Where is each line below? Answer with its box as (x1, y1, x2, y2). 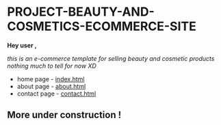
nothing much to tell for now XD (7, 61, 97, 70)
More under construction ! (7, 109, 122, 121)
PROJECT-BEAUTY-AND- (7, 4, 155, 20)
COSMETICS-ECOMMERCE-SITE (7, 18, 196, 34)
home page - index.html (16, 74, 85, 83)
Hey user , (7, 41, 37, 49)
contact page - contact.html (16, 89, 96, 98)
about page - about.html (16, 82, 86, 90)
